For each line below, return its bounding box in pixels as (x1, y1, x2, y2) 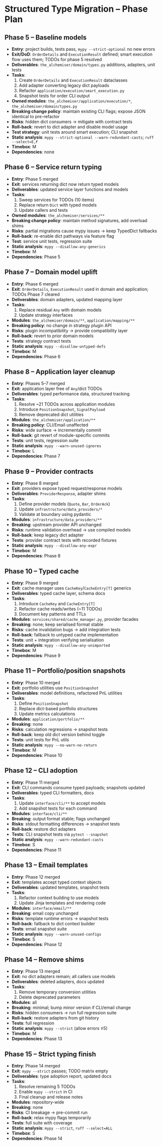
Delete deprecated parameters (18, 994, 81, 1000)
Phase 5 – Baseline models (4, 33, 87, 41)
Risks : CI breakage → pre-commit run (11, 1109, 88, 1116)
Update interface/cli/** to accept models (18, 800, 106, 806)
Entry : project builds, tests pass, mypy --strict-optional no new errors (11, 46, 155, 52)
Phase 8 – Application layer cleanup (4, 368, 115, 376)
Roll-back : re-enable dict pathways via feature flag (11, 233, 115, 239)
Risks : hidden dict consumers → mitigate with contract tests (11, 119, 132, 124)
